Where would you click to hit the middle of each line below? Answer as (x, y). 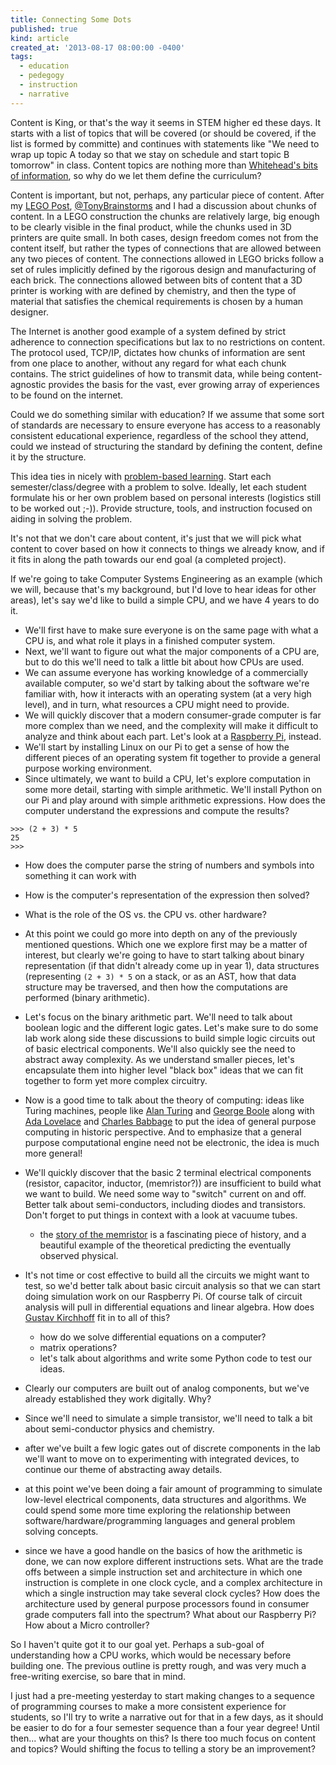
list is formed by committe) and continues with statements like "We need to (165, 143)
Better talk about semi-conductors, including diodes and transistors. (165, 1204)
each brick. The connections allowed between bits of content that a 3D (156, 280)
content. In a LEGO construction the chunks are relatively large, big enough (165, 216)
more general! (53, 1153)
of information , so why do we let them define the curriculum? (136, 175)
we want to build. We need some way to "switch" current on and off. (165, 1193)
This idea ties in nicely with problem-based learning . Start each (141, 476)
